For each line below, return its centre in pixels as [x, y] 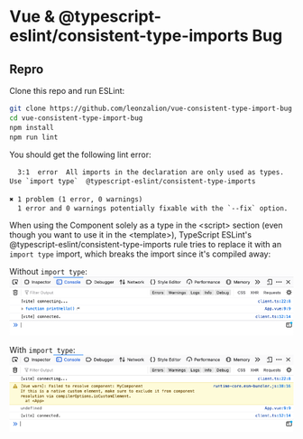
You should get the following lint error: [80, 154]
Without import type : [49, 271]
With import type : [42, 350]
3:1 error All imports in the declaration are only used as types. [151, 172]
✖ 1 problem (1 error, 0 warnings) [76, 199]
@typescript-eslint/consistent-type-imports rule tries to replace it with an [146, 244]
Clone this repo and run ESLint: [67, 91]
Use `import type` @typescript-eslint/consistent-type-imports [133, 181]
